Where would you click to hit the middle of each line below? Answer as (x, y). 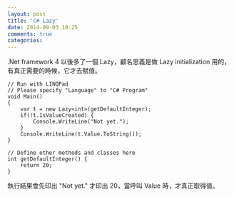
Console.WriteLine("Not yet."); (81, 122)
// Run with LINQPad (38, 84)
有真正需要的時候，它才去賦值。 (54, 71)
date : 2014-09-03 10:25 (43, 27)
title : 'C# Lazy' (33, 21)
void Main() (25, 97)
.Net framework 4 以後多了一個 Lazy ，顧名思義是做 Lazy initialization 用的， (119, 62)
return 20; (36, 166)
